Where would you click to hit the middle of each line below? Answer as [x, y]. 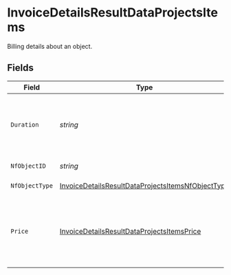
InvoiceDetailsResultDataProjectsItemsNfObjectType [144, 186]
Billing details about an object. [50, 46]
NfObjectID [28, 166]
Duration [25, 124]
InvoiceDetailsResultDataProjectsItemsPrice [130, 231]
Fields [21, 68]
